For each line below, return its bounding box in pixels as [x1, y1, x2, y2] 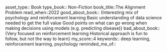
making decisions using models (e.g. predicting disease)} [5, 25, 123, 31]
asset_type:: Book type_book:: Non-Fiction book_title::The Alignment [5, 4, 146, 10]
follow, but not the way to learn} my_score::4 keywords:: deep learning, [5, 36, 151, 42]
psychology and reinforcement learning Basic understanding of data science [5, 15, 162, 20]
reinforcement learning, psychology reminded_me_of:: [5, 41, 116, 47]
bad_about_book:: [123, 25, 161, 31]
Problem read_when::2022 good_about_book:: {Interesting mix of [5, 9, 139, 15]
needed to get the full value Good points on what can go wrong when [5, 20, 148, 26]
